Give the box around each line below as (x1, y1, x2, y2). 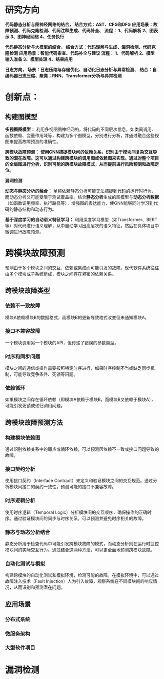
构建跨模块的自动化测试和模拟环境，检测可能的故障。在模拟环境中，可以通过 (5, 572, 159, 578)
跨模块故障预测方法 (5, 418, 63, 427)
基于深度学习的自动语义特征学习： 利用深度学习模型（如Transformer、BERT (5, 217, 158, 222)
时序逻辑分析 (5, 497, 36, 504)
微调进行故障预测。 (5, 229, 44, 235)
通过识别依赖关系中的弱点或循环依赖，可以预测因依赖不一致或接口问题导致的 (5, 446, 159, 452)
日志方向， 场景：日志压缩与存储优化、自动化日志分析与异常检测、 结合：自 (5, 66, 157, 72)
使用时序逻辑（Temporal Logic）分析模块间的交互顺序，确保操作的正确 (5, 509, 148, 515)
